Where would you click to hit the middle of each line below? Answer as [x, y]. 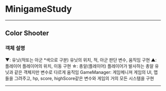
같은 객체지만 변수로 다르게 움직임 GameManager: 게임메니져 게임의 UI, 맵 [86, 72]
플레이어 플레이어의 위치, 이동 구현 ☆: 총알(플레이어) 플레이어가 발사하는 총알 [80, 66]
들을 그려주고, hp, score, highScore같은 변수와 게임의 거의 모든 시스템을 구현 [80, 78]
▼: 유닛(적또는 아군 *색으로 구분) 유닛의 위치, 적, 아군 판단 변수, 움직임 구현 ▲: [81, 60]
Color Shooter [27, 33]
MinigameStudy [39, 9]
